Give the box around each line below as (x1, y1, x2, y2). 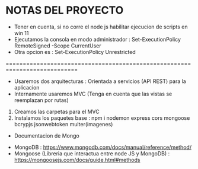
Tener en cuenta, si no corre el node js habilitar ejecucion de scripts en (14, 23, 188, 30)
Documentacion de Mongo (14, 132, 79, 139)
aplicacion (14, 84, 40, 91)
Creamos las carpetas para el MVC (14, 108, 100, 115)
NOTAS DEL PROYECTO (5, 4, 124, 17)
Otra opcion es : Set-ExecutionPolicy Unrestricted (14, 48, 136, 55)
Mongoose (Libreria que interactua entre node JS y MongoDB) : (14, 149, 170, 157)
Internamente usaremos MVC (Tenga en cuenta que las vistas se (14, 90, 173, 97)
